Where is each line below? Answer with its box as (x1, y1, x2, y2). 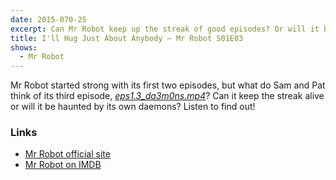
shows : (10, 42, 38, 53)
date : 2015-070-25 (10, 14, 87, 25)
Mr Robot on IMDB (24, 159, 102, 171)
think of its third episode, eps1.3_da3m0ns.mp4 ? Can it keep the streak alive (10, 90, 325, 102)
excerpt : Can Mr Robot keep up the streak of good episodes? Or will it (10, 24, 320, 34)
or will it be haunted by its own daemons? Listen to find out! (10, 101, 256, 113)
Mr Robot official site (24, 148, 111, 160)
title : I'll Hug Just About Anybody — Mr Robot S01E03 (10, 33, 244, 43)
